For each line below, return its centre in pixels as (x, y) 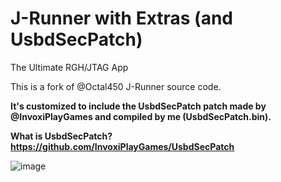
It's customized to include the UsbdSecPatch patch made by (138, 106)
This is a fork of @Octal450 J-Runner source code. (116, 86)
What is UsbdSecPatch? (61, 136)
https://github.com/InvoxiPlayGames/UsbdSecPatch (122, 146)
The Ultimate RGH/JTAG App (69, 67)
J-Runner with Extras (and (122, 18)
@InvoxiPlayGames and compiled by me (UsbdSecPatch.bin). (141, 116)
